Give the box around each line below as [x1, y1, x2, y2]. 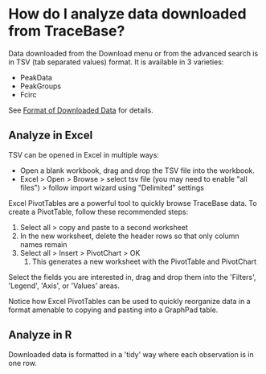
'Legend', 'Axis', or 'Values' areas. [8, 281, 121, 290]
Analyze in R [8, 328, 72, 342]
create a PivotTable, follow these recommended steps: [8, 207, 189, 216]
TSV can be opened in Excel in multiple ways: [8, 150, 159, 159]
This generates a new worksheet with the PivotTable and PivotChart [31, 257, 257, 266]
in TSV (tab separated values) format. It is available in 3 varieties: [8, 57, 224, 67]
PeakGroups [19, 81, 62, 91]
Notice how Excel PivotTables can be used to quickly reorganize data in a [8, 296, 251, 306]
